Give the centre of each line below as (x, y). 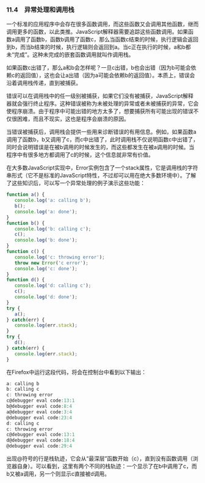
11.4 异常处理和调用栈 (40, 9)
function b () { (26, 223)
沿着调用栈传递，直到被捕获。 (44, 83)
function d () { (26, 280)
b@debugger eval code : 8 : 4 (39, 407)
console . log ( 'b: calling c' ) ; (53, 229)
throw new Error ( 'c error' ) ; (51, 263)
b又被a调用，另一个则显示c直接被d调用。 (58, 474)
